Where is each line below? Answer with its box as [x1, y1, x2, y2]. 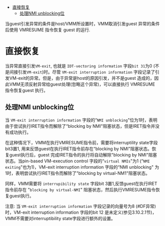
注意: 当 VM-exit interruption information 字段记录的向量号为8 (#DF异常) [5, 203, 156, 209]
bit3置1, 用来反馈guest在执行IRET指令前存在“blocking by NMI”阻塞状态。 [5, 146, 152, 152]
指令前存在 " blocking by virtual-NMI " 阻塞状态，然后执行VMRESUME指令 [5, 186, 156, 192]
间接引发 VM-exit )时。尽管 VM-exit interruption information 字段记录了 [9, 69, 156, 75]
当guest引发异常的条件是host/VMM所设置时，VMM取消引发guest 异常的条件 [5, 21, 160, 26]
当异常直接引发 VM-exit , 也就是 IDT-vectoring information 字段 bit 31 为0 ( [5, 63, 155, 68]
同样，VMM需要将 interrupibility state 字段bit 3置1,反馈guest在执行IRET [5, 181, 158, 186]
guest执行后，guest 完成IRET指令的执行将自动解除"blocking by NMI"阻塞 [9, 152, 157, 158]
